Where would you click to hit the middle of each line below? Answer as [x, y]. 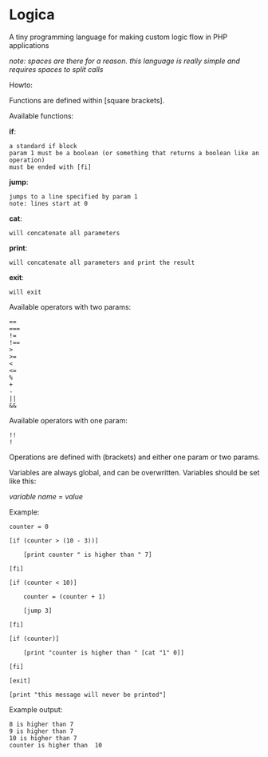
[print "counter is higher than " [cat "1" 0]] [104, 653]
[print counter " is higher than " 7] [88, 555]
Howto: [21, 85]
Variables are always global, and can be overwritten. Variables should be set [134, 472]
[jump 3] [38, 611]
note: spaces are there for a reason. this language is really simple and [124, 61]
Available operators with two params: [70, 306]
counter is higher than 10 [56, 745]
